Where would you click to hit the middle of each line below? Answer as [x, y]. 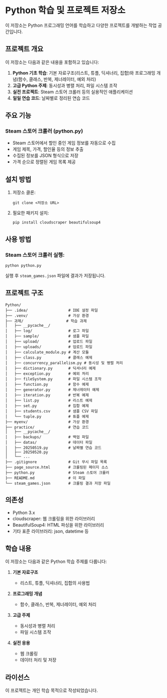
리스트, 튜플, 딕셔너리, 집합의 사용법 [55, 583]
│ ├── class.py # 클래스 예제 [49, 358]
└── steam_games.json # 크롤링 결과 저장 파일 [58, 483]
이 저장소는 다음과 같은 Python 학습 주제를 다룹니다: [56, 562]
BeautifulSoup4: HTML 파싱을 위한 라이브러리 [58, 525]
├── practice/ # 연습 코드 [47, 427]
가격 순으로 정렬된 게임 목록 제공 [44, 162]
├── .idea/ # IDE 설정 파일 [52, 310]
